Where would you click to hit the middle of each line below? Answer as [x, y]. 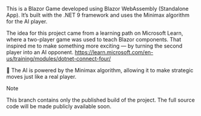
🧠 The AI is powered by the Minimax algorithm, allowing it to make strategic [100, 70]
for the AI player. [27, 21]
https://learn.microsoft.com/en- [114, 52]
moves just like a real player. [41, 77]
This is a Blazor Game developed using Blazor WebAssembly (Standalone [97, 9]
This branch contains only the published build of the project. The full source [101, 100]
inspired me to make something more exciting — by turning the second [94, 46]
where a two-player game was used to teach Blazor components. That [94, 39]
